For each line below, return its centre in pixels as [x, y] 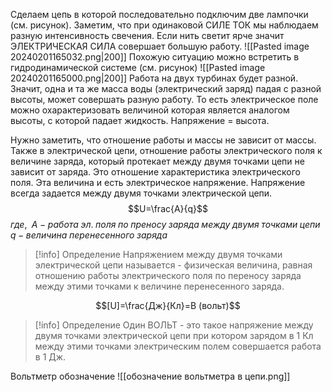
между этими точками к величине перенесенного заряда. [159, 286]
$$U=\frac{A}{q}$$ [168, 208]
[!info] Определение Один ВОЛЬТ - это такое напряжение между [174, 325]
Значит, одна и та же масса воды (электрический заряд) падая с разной [166, 88]
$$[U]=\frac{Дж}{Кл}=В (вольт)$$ [168, 305]
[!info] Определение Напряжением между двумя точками [158, 254]
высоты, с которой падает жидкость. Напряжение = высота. [140, 120]
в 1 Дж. [50, 357]
